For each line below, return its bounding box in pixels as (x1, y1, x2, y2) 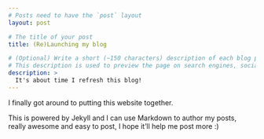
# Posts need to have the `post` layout (8, 11, 143, 20)
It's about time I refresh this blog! (15, 76, 143, 84)
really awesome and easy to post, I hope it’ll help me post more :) (8, 121, 219, 130)
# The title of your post (8, 33, 93, 41)
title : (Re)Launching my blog (8, 40, 108, 48)
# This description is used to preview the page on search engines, (8, 62, 237, 70)
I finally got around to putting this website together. (8, 97, 174, 107)
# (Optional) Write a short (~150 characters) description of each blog (8, 54, 251, 63)
